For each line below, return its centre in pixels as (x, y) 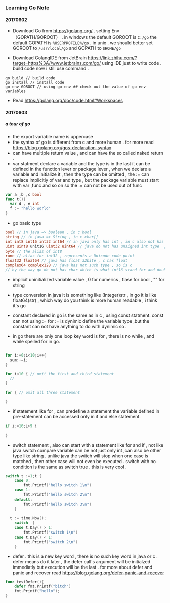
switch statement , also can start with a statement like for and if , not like (88, 445)
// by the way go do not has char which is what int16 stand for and (80, 270)
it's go (19, 305)
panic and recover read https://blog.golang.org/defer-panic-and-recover (88, 573)
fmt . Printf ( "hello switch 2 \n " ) (58, 495)
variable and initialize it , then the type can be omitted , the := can (81, 174)
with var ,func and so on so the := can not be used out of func (77, 185)
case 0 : (22, 481)
